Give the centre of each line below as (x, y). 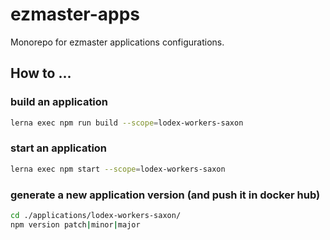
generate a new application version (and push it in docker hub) (165, 195)
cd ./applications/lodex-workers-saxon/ (96, 215)
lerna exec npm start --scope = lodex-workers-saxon (118, 169)
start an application (59, 148)
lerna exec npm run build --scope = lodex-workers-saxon (127, 123)
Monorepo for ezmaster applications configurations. (117, 42)
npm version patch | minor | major (75, 224)
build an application (59, 102)
